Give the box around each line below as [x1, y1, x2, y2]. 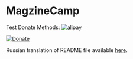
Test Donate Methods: [6, 24, 60, 31]
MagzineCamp [6, 4, 80, 18]
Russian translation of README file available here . [6, 46, 128, 54]
